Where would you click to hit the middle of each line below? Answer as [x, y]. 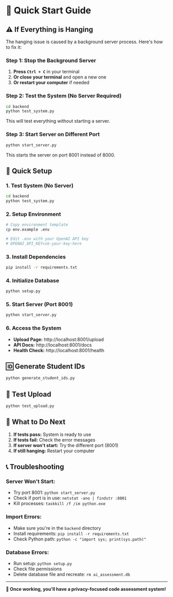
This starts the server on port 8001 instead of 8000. [61, 155]
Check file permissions [37, 569]
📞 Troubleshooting [35, 467]
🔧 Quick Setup [29, 171]
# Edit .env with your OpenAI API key [47, 239]
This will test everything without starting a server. [58, 121]
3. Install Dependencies [36, 257]
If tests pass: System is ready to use [52, 434]
